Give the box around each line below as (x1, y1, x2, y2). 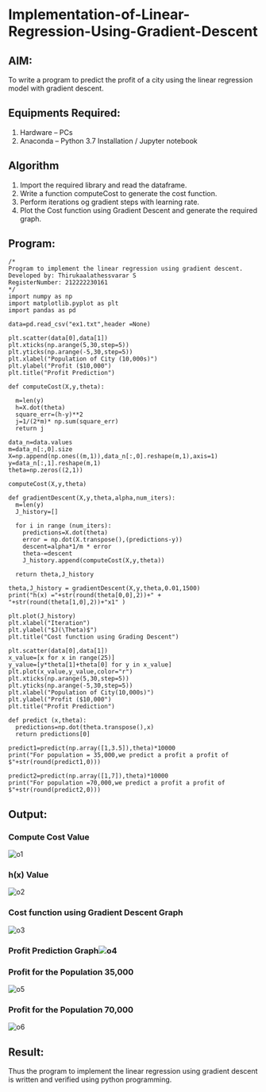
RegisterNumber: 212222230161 (8, 279, 109, 287)
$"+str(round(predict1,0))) (8, 758, 102, 766)
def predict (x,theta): (8, 716, 87, 724)
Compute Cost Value (8, 832, 90, 843)
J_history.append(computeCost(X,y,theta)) (22, 557, 165, 565)
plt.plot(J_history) (8, 612, 77, 620)
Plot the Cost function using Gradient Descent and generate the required (19, 205, 258, 215)
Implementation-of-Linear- (8, 6, 191, 24)
